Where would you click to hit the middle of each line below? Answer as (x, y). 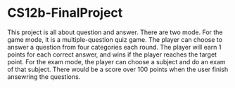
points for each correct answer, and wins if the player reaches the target (112, 54)
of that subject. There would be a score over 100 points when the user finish (118, 69)
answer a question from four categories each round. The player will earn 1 (114, 47)
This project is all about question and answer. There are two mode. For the (115, 32)
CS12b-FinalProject (65, 13)
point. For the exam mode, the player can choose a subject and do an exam (117, 61)
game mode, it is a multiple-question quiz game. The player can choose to (115, 39)
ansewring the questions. (44, 76)
